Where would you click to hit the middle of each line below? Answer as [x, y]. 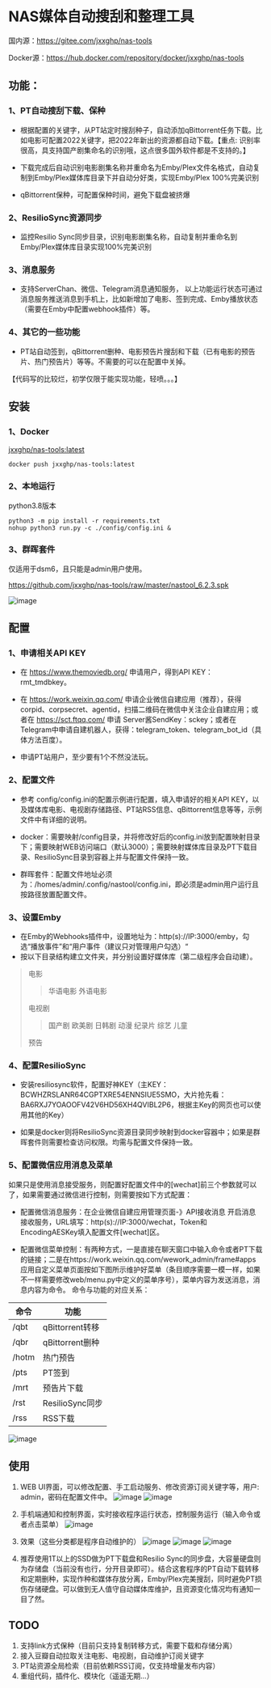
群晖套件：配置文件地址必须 [66, 874]
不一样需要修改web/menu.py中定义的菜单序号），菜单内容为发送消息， [136, 1280]
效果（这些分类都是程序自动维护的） [80, 1542]
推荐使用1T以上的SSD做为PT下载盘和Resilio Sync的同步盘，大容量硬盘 [137, 1559]
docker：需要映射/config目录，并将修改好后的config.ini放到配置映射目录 [140, 836]
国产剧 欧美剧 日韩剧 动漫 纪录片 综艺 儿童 [118, 1026]
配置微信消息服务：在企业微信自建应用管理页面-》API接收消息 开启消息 [138, 1212]
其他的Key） [48, 1115]
